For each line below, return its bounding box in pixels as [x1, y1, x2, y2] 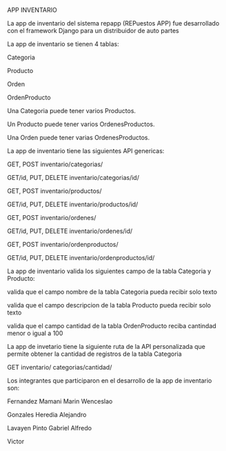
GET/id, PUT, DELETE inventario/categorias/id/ [7, 174, 140, 181]
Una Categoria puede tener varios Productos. [7, 107, 136, 114]
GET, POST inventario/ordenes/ [7, 214, 96, 221]
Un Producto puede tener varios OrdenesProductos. [7, 120, 155, 128]
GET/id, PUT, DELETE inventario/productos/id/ [7, 200, 138, 208]
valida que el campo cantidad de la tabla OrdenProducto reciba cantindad [7, 322, 217, 330]
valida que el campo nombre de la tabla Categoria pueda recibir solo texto [7, 288, 218, 296]
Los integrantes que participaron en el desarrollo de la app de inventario [7, 377, 212, 385]
